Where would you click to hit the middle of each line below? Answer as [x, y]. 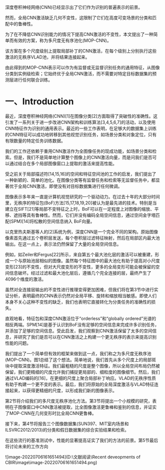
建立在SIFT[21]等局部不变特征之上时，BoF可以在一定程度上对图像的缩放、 [80, 209]
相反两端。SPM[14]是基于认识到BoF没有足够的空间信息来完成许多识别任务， [82, 324]
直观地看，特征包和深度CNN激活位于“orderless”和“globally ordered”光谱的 [81, 318]
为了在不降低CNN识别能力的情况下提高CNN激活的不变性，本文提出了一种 [79, 34]
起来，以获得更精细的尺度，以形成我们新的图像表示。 [63, 390]
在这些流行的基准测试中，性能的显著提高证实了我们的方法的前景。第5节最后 [82, 440]
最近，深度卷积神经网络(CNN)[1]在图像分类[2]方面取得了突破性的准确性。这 [82, 116]
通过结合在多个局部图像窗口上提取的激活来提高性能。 [63, 163]
